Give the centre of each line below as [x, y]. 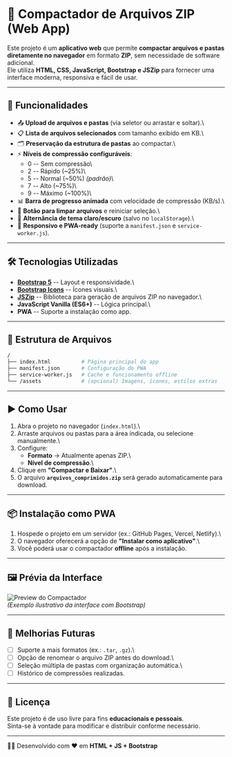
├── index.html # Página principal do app [83, 362]
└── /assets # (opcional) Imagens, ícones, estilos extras [112, 381]
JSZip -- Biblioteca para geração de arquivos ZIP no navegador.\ [109, 297]
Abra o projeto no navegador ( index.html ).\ [78, 426]
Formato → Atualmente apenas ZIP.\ [79, 455]
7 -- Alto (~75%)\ [52, 185]
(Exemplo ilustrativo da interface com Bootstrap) [77, 605]
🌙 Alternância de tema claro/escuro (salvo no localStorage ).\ [106, 218]
